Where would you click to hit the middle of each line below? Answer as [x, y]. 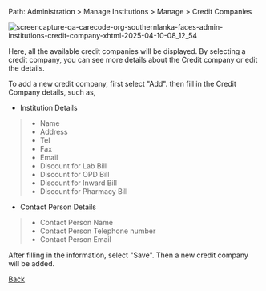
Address [54, 132]
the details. [27, 68]
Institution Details [48, 108]
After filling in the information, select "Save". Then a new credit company [128, 255]
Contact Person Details [58, 207]
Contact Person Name [77, 222]
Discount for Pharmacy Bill [84, 191]
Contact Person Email [76, 239]
